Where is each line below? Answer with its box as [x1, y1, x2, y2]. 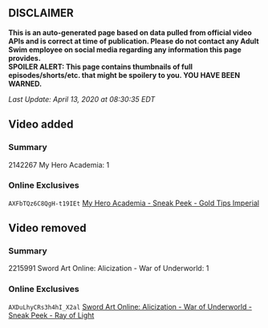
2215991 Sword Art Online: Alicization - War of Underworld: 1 [8, 264, 209, 273]
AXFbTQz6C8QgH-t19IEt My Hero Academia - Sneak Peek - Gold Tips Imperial [8, 198, 259, 208]
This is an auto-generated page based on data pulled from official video [8, 27, 253, 37]
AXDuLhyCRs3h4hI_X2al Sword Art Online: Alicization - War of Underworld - [8, 302, 253, 311]
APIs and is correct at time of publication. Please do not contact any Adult [8, 36, 259, 46]
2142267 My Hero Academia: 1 [8, 160, 110, 169]
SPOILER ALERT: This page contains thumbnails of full [8, 62, 193, 71]
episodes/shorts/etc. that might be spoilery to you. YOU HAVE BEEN [8, 70, 241, 79]
